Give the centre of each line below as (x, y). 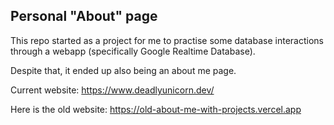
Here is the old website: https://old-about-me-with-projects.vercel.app (156, 109)
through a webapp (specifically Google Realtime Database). (133, 51)
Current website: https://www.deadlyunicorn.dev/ (112, 90)
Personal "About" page (84, 16)
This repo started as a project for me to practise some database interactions (167, 40)
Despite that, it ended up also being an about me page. (123, 70)
